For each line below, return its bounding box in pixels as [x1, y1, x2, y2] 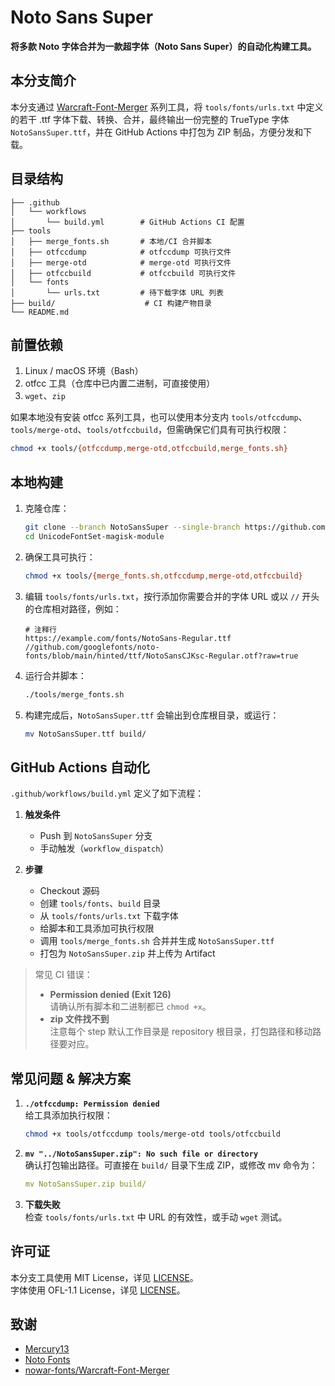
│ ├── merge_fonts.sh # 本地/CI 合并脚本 [10, 236, 212, 246]
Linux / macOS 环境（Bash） [24, 365, 144, 377]
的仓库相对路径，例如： [24, 602, 122, 615]
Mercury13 [24, 1343, 70, 1355]
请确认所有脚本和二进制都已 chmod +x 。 [49, 1001, 212, 1013]
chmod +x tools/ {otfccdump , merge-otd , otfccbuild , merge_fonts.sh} [10, 444, 288, 454]
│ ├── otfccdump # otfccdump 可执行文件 [10, 247, 232, 257]
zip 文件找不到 [49, 1013, 110, 1025]
